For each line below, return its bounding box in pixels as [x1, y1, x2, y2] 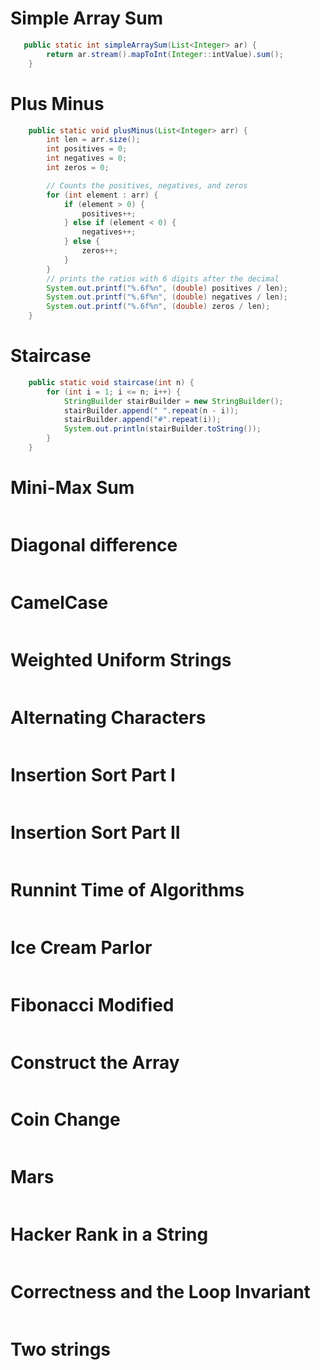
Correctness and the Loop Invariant [10, 1281, 311, 1304]
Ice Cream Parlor [10, 936, 153, 959]
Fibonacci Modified [10, 993, 175, 1016]
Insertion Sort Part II [10, 821, 181, 844]
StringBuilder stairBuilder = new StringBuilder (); [63, 396, 284, 406]
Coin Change [10, 1108, 121, 1131]
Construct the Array [10, 1051, 180, 1074]
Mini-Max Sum [10, 477, 135, 499]
